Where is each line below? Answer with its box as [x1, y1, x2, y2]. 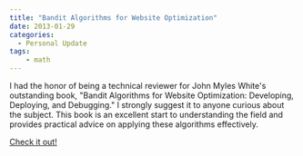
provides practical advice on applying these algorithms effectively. [9, 119, 259, 130]
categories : [9, 30, 55, 39]
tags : [9, 47, 30, 56]
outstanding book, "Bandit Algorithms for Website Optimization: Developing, [9, 90, 294, 101]
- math [25, 55, 51, 64]
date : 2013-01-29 [9, 22, 76, 31]
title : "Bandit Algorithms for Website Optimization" [9, 13, 218, 23]
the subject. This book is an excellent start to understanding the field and [9, 110, 284, 120]
